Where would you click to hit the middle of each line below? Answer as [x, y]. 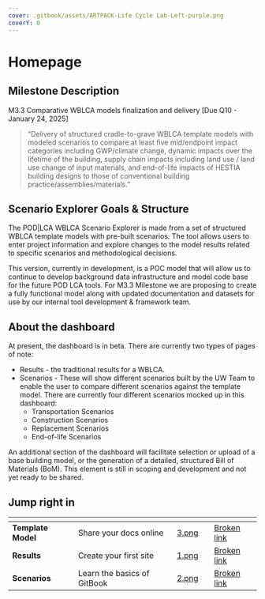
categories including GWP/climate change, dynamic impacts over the [140, 150]
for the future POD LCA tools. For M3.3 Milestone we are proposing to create [132, 285]
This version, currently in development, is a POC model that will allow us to [129, 269]
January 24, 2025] [38, 119]
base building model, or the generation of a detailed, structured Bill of [121, 461]
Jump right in [41, 502]
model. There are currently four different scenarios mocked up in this [132, 395]
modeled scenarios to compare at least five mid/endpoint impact [132, 142]
